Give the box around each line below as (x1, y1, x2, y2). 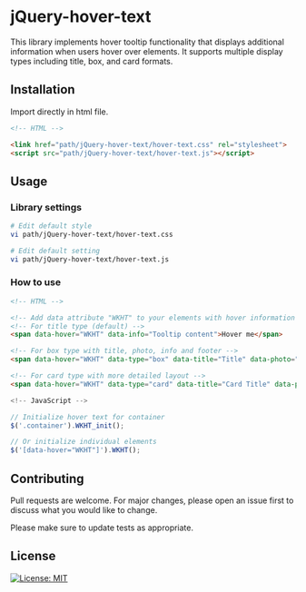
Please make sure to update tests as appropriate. (10, 522, 194, 533)
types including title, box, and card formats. (10, 55, 173, 66)
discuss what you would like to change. (10, 505, 158, 516)
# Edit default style (10, 222, 93, 231)
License (10, 548, 56, 564)
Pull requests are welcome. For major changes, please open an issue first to (10, 495, 294, 506)
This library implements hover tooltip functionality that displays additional (10, 36, 285, 47)
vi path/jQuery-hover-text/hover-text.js (10, 254, 170, 264)
